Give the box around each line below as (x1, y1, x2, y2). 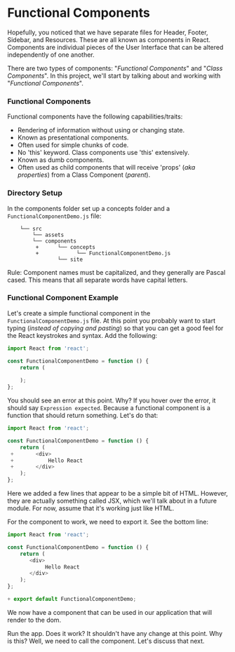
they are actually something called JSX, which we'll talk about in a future (7, 496, 217, 505)
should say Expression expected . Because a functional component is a (7, 404, 210, 412)
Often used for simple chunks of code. (17, 141, 129, 149)
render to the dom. (7, 616, 62, 624)
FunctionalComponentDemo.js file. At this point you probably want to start (7, 316, 216, 325)
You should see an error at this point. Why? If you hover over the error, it (7, 396, 216, 405)
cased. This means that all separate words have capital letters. (7, 276, 188, 284)
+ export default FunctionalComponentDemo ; (7, 596, 137, 603)
